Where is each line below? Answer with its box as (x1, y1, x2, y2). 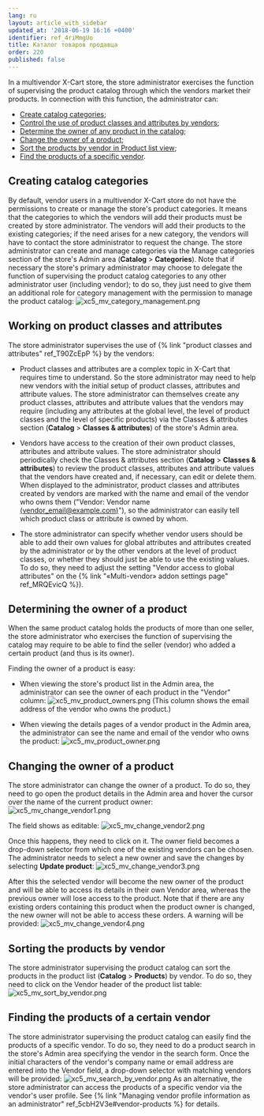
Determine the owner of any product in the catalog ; (19, 126, 187, 135)
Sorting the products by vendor (8, 942, 165, 955)
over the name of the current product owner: (8, 797, 154, 807)
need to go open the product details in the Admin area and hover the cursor (8, 789, 254, 799)
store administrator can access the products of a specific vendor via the (8, 1082, 243, 1091)
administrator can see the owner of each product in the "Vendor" (19, 687, 231, 697)
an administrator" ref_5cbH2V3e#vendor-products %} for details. (8, 1099, 220, 1108)
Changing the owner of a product (8, 759, 174, 773)
